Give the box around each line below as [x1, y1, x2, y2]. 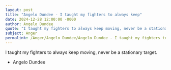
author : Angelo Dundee [5, 21, 53, 27]
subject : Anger [5, 31, 38, 36]
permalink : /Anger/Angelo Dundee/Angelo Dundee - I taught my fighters [5, 36, 160, 41]
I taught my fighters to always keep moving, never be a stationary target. [5, 49, 158, 55]
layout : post [5, 7, 33, 13]
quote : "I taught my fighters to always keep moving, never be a [5, 26, 147, 31]
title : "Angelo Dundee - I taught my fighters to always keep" [5, 12, 142, 17]
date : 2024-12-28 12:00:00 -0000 [5, 17, 76, 22]
